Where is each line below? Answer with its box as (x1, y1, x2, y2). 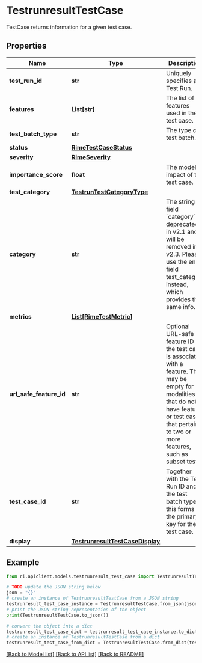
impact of (166, 170, 194, 179)
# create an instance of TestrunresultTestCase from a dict (6, 634, 161, 640)
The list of (166, 94, 194, 102)
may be (166, 374, 188, 383)
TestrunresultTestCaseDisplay (71, 537, 161, 545)
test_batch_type (9, 130, 57, 138)
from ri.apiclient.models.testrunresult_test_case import (6, 573, 155, 579)
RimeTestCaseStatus (71, 143, 132, 151)
